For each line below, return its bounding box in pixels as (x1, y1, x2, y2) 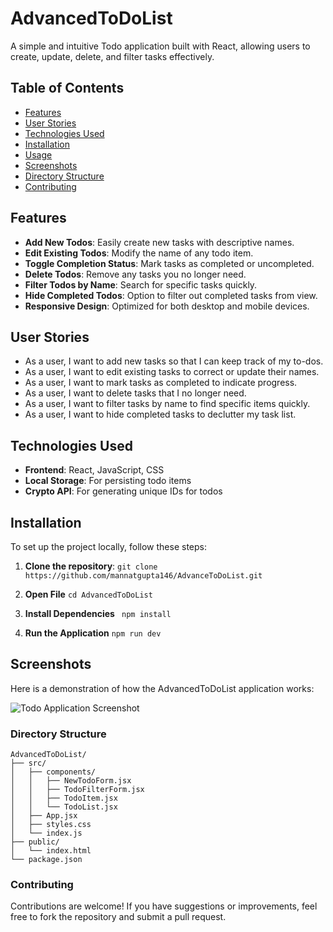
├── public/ (10, 837, 60, 847)
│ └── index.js (10, 828, 83, 839)
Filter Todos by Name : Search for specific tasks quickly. (24, 278, 258, 291)
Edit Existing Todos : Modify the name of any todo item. (24, 247, 254, 259)
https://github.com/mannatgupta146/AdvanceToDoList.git (24, 571, 263, 581)
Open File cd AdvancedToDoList (24, 588, 153, 600)
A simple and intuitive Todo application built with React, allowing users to (10, 40, 311, 52)
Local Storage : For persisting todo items (24, 475, 192, 487)
